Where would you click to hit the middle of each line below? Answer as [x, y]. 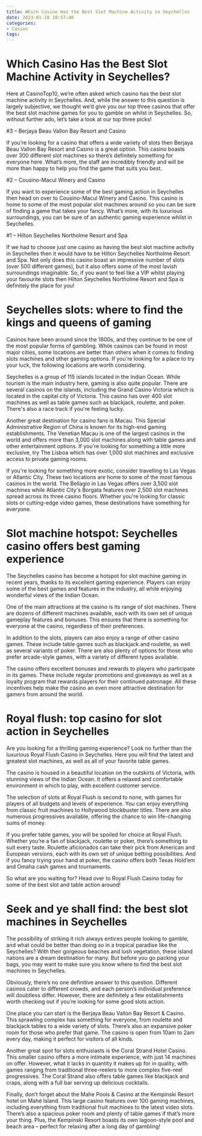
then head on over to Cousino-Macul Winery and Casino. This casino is [95, 198]
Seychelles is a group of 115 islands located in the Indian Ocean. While [93, 377]
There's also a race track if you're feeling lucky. [65, 409]
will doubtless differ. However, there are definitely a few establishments [95, 995]
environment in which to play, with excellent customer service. [84, 785]
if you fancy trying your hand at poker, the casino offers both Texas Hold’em [101, 860]
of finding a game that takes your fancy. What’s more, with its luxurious [94, 211]
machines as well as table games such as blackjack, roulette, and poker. [96, 402]
